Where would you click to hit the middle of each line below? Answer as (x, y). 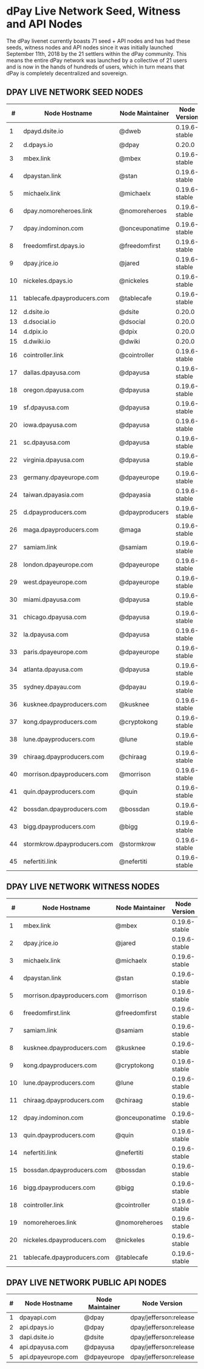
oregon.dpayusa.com (54, 390)
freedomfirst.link (47, 1012)
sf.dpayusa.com (46, 407)
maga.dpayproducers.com (61, 530)
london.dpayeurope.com (58, 564)
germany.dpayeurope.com (61, 477)
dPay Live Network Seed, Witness (93, 11)
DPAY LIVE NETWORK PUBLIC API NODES (87, 1282)
